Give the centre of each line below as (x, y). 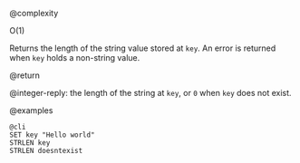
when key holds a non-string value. (75, 58)
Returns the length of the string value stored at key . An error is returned (143, 48)
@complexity (34, 13)
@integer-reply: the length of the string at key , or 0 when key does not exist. (150, 93)
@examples (31, 110)
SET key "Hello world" (52, 135)
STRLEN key (30, 143)
